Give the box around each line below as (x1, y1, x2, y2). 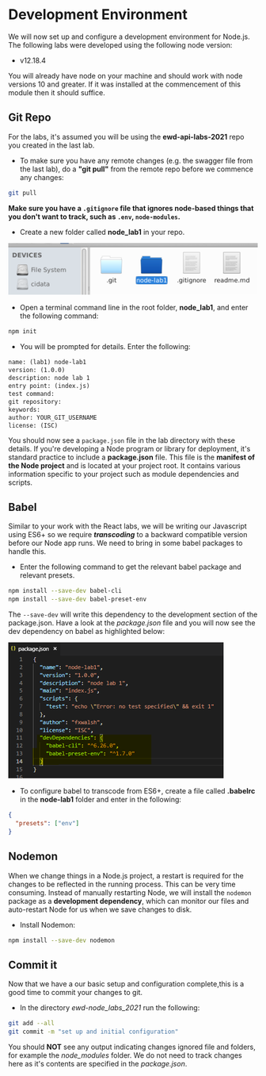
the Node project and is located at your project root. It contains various (8, 460, 241, 470)
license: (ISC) (8, 421, 59, 429)
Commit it (8, 958, 58, 971)
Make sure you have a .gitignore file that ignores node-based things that (8, 203, 254, 213)
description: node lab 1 (8, 374, 90, 382)
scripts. (8, 478, 33, 487)
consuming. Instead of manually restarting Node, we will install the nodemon (8, 887, 252, 897)
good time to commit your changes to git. (8, 988, 143, 997)
